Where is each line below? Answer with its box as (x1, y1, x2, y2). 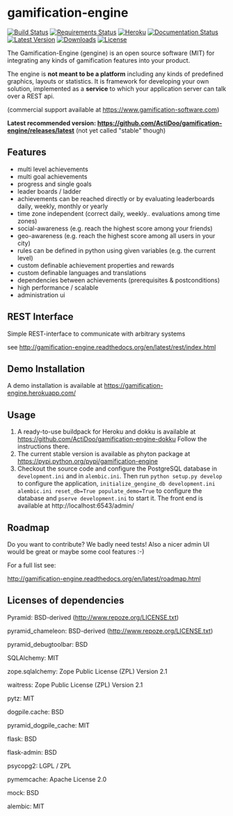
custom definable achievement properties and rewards (17, 261, 175, 269)
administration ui (17, 290, 65, 299)
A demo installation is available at (7, 382, 103, 390)
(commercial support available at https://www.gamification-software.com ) (7, 105, 220, 113)
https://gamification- (104, 382, 163, 390)
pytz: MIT (7, 694, 35, 703)
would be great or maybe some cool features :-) (7, 548, 145, 556)
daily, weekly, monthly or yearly (17, 202, 109, 210)
